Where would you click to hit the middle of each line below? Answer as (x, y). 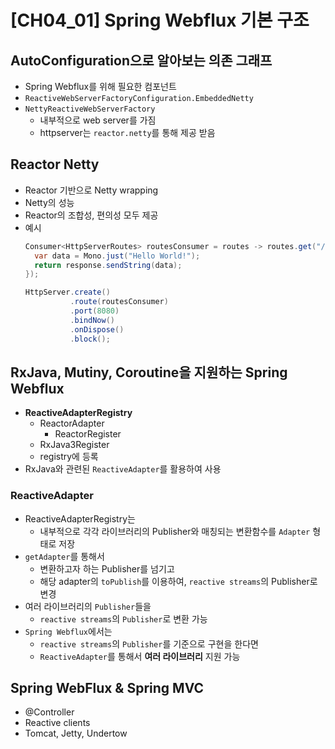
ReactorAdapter (72, 423)
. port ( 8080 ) (94, 311)
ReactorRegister (88, 434)
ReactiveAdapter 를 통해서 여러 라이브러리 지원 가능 (140, 656)
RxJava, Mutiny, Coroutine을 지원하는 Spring (149, 372)
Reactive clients (57, 723)
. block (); (90, 339)
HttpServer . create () (67, 292)
